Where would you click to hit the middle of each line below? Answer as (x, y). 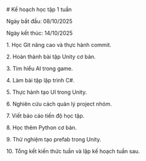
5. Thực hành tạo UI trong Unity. (47, 92)
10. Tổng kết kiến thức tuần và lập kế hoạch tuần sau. (73, 151)
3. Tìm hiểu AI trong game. (40, 68)
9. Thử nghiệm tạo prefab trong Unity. (54, 139)
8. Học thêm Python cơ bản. (42, 127)
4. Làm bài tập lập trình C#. (41, 80)
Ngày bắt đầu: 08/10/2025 (39, 21)
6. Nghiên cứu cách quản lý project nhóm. (59, 104)
